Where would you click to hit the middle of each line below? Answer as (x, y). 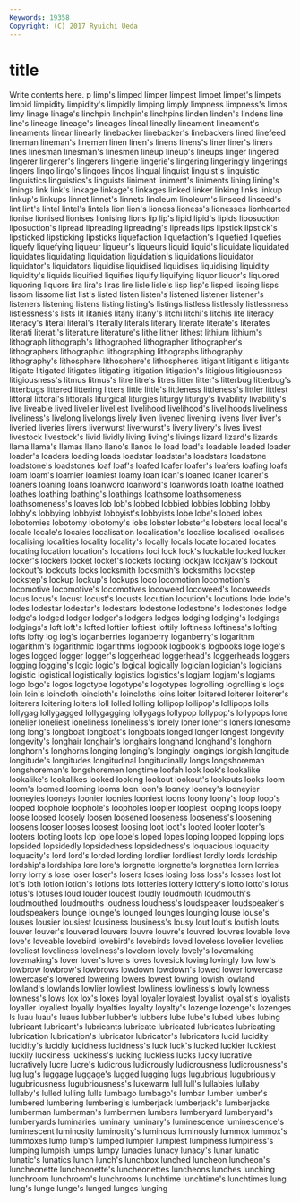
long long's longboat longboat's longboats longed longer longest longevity (147, 732)
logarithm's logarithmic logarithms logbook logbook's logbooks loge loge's (147, 646)
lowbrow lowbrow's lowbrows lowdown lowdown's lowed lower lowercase (146, 970)
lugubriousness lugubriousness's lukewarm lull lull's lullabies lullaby (134, 1084)
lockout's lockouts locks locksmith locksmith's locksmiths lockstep (133, 570)
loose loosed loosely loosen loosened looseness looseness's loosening (141, 818)
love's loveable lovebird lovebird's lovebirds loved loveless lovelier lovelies (146, 942)
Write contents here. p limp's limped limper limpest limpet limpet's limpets (146, 95)
